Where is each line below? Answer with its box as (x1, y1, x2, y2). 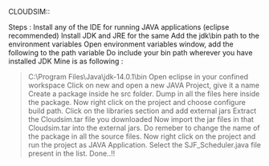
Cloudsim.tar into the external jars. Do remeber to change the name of (27, 123, 260, 132)
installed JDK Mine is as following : (8, 56, 124, 66)
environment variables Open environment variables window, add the (8, 39, 234, 49)
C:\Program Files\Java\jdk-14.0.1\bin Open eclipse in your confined (27, 72, 249, 81)
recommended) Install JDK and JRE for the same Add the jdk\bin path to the (8, 31, 259, 40)
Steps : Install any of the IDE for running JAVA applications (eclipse (8, 22, 230, 31)
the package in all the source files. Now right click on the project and (27, 132, 256, 141)
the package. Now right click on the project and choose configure (27, 98, 247, 107)
